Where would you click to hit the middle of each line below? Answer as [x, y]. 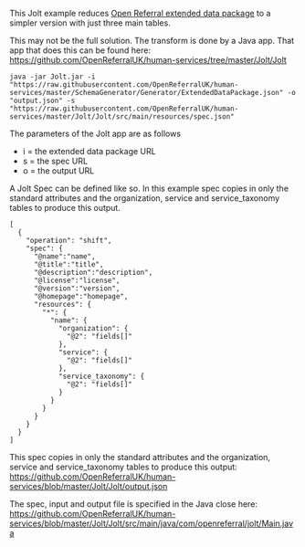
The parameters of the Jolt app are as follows [95, 133]
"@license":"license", [77, 280]
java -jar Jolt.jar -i [53, 77]
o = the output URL [58, 171]
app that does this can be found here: [80, 50]
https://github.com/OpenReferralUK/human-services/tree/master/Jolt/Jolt [148, 60]
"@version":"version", [77, 289]
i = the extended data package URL [89, 151]
